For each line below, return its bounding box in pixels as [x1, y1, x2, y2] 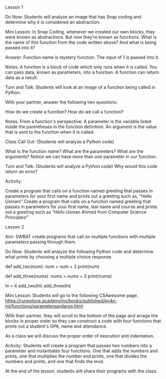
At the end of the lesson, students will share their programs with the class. [5, 368, 158, 374]
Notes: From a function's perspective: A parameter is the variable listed [5, 119, 152, 124]
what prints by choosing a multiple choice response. [5, 254, 113, 259]
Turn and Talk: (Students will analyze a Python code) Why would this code [5, 163, 158, 169]
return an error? [5, 169, 38, 174]
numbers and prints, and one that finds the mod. [5, 359, 105, 364]
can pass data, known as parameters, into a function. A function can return [5, 69, 160, 75]
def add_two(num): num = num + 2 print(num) [5, 263, 100, 269]
